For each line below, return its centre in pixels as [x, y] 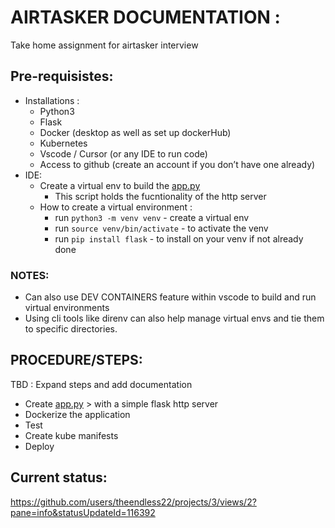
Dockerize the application [77, 414]
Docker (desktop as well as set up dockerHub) [135, 132]
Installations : [52, 100]
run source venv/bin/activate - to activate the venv [161, 228]
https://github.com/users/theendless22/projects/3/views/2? [133, 502]
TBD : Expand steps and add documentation [101, 384]
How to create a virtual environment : [116, 207]
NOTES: [30, 275]
